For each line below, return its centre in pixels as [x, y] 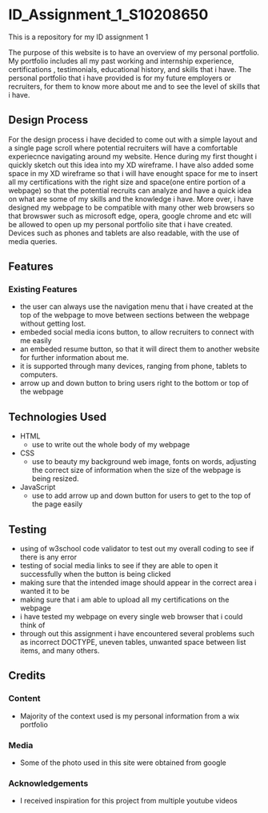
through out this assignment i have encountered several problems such [137, 634]
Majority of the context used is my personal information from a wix [130, 716]
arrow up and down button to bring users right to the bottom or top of [134, 383]
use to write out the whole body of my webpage [111, 445]
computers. [39, 374]
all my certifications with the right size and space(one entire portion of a [127, 182]
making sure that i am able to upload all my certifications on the [124, 600]
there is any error [48, 557]
